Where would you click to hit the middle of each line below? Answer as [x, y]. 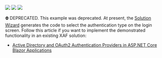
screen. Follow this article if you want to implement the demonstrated [75, 30]
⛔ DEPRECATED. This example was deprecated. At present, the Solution [78, 18]
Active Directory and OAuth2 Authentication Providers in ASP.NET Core [85, 45]
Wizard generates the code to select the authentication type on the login [79, 25]
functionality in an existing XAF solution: [46, 35]
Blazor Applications [32, 50]
